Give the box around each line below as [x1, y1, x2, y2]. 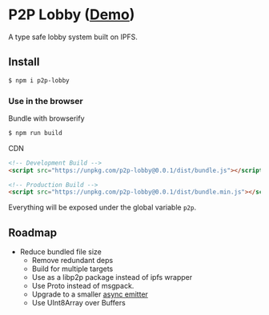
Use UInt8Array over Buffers [31, 298, 126, 308]
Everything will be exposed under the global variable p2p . [8, 202, 197, 213]
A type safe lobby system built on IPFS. [8, 32, 138, 42]
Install [8, 55, 40, 69]
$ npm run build [8, 129, 62, 137]
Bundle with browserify [8, 114, 86, 123]
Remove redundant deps [31, 256, 114, 265]
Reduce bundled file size [19, 247, 102, 257]
